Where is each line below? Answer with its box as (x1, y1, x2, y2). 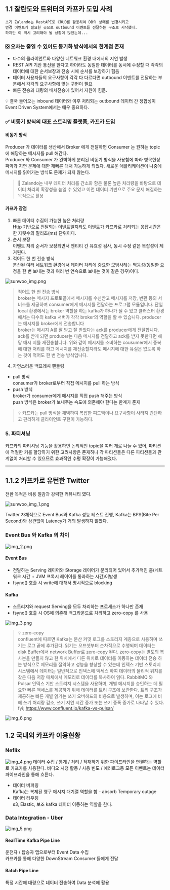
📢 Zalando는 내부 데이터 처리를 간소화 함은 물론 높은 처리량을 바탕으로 (17, 180, 156, 186)
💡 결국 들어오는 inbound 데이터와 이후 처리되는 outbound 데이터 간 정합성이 (5, 98, 156, 104)
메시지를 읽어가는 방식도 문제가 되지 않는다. (5, 169, 91, 175)
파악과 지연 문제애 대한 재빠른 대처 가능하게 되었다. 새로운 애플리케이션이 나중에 (5, 163, 162, 169)
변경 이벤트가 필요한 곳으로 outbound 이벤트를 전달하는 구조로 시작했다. (5, 25, 138, 30)
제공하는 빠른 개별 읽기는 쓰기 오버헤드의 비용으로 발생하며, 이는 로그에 (17, 693, 157, 699)
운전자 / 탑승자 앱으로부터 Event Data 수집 (5, 849, 89, 856)
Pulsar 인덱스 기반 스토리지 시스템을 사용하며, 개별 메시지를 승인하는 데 (17, 681, 158, 687)
